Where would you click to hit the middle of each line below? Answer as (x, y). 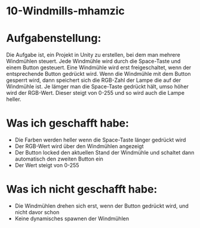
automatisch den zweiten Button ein (59, 159)
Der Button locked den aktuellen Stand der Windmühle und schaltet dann (104, 153)
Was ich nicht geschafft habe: (82, 190)
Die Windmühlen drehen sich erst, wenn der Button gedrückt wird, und (102, 206)
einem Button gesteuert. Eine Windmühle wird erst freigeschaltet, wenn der (99, 67)
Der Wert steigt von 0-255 (47, 165)
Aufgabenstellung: (54, 38)
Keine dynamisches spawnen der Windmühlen (72, 218)
